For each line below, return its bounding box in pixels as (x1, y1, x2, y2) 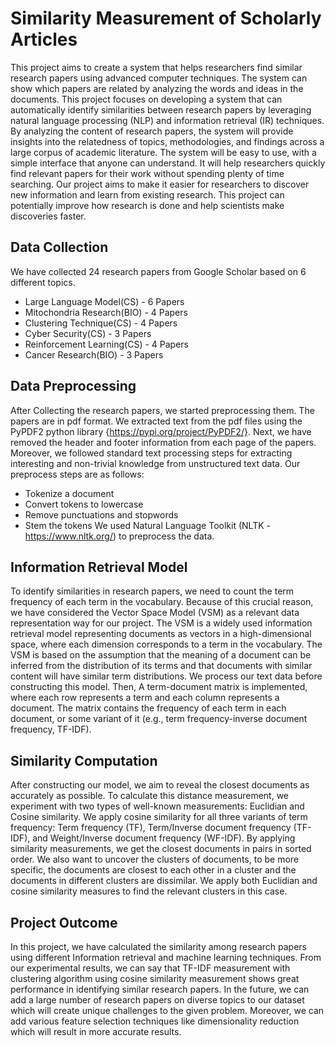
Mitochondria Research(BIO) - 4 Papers (24, 306, 188, 318)
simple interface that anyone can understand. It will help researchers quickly (10, 157, 326, 169)
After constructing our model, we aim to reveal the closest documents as (10, 779, 310, 791)
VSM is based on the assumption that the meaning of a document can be (10, 649, 312, 661)
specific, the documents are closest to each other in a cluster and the (10, 864, 297, 876)
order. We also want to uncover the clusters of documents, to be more (10, 853, 299, 866)
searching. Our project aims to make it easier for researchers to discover (10, 178, 310, 190)
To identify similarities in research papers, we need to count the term (10, 585, 295, 597)
